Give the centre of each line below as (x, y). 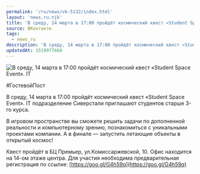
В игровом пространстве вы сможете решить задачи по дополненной (96, 121)
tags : (13, 34)
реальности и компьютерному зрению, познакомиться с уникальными (97, 127)
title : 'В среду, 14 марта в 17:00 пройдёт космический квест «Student (97, 23)
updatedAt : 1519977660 (34, 51)
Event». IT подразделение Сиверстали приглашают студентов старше (95, 103)
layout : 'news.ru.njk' (34, 17)
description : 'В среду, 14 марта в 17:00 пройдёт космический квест (93, 45)
